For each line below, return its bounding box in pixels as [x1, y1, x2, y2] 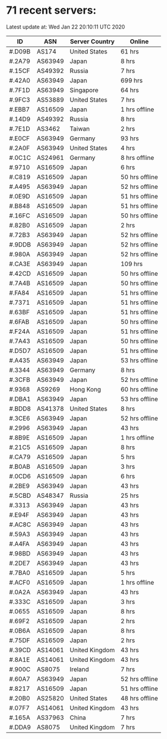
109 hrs [120, 260, 143, 268]
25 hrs [120, 491, 139, 500]
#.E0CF [9, 134, 30, 143]
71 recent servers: [6, 4, 97, 17]
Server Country [70, 37, 115, 45]
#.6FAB [9, 317, 30, 326]
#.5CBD [9, 491, 31, 500]
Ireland [69, 665, 89, 673]
